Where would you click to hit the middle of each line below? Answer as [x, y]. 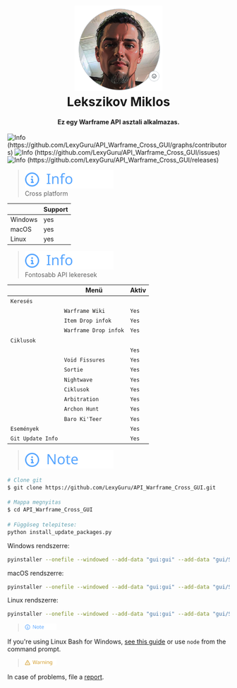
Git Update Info [34, 439]
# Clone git [25, 480]
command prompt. [34, 649]
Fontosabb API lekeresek [61, 274]
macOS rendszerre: [36, 573]
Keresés [22, 301]
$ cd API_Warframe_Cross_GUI [50, 510]
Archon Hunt [81, 409]
